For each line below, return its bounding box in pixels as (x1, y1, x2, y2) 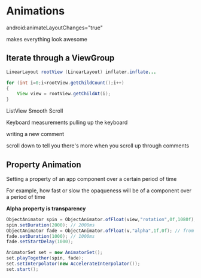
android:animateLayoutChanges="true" (6, 24, 103, 31)
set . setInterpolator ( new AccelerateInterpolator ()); (6, 261, 141, 267)
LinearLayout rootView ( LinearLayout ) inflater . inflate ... (6, 69, 157, 75)
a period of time (6, 193, 46, 200)
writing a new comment (6, 131, 65, 138)
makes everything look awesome (6, 35, 88, 43)
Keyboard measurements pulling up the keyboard (6, 119, 128, 126)
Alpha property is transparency (6, 205, 86, 212)
